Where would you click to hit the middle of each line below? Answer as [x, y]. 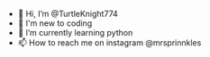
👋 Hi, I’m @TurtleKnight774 [68, 14]
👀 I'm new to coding [55, 23]
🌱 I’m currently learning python [75, 33]
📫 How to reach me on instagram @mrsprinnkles [110, 43]
